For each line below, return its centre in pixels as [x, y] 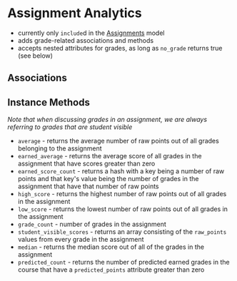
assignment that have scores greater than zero [86, 164]
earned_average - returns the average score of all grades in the [110, 156]
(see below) [35, 56]
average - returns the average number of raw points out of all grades [118, 141]
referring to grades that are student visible [70, 127]
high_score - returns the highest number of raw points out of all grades [122, 194]
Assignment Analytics [75, 13]
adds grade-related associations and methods [86, 40]
